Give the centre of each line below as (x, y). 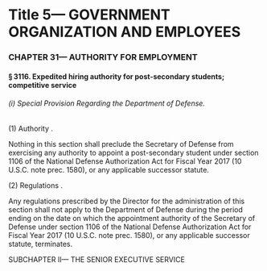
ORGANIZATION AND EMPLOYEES (125, 32)
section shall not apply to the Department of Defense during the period (126, 209)
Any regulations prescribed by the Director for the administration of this (127, 201)
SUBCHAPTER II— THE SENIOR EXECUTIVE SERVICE (97, 259)
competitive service (43, 85)
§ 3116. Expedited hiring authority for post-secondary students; (117, 76)
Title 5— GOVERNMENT (89, 15)
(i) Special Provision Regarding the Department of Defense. (107, 103)
